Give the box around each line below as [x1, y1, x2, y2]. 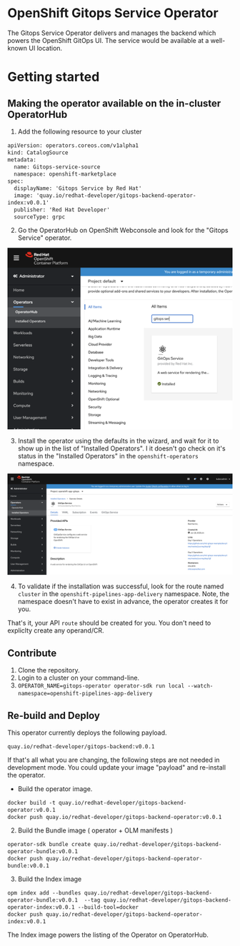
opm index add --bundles [7, 889, 81, 897]
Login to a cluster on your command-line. [17, 673, 140, 683]
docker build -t [7, 799, 56, 806]
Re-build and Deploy [7, 709, 100, 722]
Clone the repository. [17, 666, 80, 675]
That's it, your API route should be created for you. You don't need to [7, 619, 211, 628]
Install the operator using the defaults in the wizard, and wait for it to [17, 436, 219, 445]
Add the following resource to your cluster [17, 127, 142, 136]
